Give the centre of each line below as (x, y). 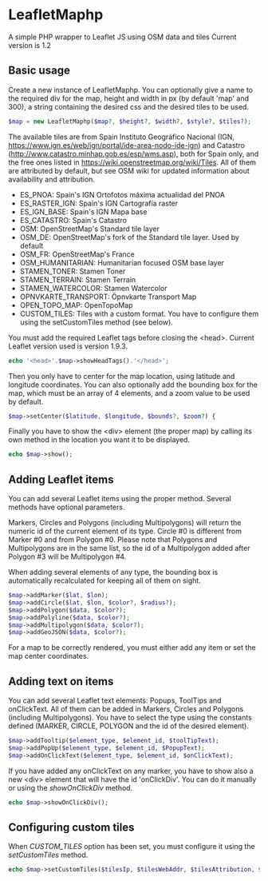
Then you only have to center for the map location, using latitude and (122, 376)
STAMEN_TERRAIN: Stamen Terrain (78, 279)
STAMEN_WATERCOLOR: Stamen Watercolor (93, 288)
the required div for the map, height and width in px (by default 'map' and (129, 98)
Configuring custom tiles (71, 828)
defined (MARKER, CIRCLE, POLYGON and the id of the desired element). (129, 726)
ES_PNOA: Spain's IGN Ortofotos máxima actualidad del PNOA (122, 194)
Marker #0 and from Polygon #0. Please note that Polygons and (113, 540)
